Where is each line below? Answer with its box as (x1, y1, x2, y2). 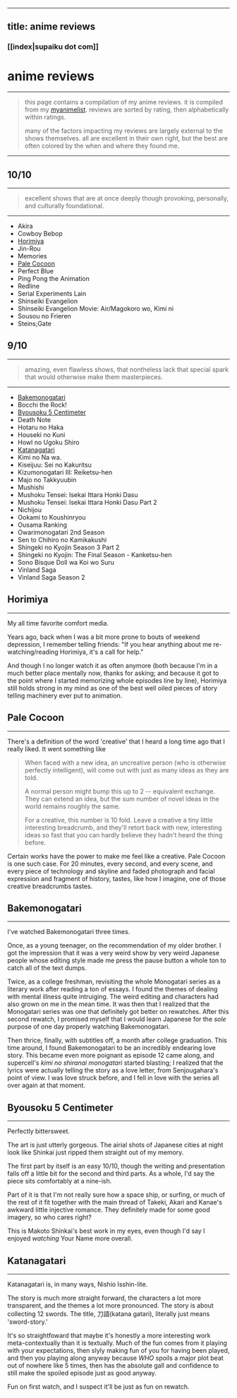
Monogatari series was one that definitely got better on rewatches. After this (7, 1008, 229, 1016)
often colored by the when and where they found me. (24, 142, 180, 150)
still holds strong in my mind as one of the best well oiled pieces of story (7, 683, 217, 692)
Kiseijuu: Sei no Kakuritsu (17, 460, 92, 469)
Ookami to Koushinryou (17, 513, 86, 521)
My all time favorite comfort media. (7, 619, 109, 627)
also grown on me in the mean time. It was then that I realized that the (7, 1000, 210, 1008)
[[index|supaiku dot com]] (7, 42, 99, 52)
